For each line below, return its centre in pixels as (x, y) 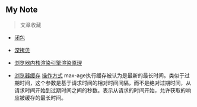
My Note (22, 10)
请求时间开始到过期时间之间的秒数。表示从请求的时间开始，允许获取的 (100, 90)
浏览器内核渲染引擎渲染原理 (48, 62)
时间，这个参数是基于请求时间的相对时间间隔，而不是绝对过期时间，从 (105, 83)
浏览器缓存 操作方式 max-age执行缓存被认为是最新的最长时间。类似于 (99, 75)
